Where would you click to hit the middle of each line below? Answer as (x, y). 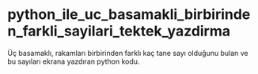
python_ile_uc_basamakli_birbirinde (129, 15)
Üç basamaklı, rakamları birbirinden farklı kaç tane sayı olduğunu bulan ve (128, 53)
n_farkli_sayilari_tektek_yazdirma (119, 31)
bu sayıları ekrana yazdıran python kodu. (74, 61)
